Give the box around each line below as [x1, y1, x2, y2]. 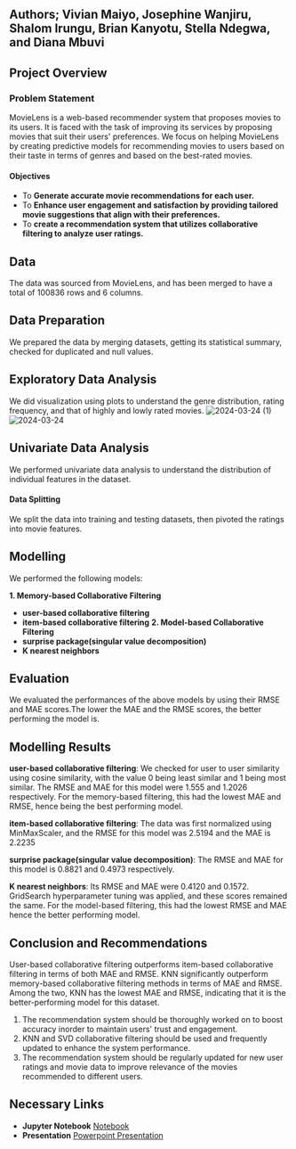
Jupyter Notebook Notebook [21, 1120, 130, 1131]
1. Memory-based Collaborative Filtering [9, 590, 162, 601]
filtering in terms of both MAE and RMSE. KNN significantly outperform [9, 968, 268, 979]
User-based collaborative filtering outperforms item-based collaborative [9, 958, 274, 970]
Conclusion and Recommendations [9, 935, 208, 950]
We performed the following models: [9, 572, 143, 583]
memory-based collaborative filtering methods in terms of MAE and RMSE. [9, 978, 283, 989]
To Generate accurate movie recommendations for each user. [21, 191, 255, 201]
